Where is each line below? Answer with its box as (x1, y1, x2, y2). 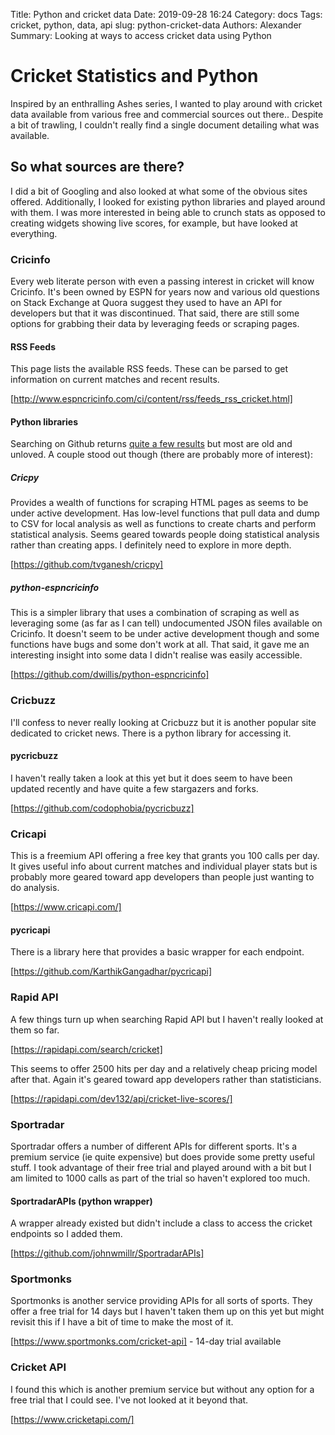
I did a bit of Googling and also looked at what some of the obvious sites (10, 185, 308, 197)
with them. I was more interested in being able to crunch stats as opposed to (10, 206, 326, 218)
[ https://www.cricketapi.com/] (10, 1413, 135, 1425)
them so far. (10, 1024, 60, 1036)
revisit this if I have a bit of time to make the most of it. (10, 1316, 234, 1328)
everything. (10, 227, 58, 239)
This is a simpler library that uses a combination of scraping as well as (10, 607, 300, 619)
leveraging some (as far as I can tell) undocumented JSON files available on (10, 617, 323, 629)
